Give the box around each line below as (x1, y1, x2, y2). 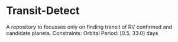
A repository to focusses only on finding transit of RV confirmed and (6, 23, 173, 30)
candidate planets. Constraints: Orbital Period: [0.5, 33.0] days (6, 29, 158, 36)
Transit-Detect (6, 4, 80, 17)
